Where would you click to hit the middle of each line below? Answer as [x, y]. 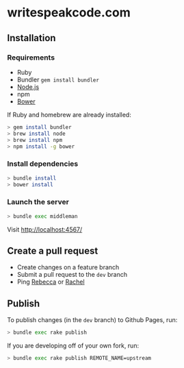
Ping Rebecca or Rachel [51, 282]
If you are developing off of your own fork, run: [73, 346]
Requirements [31, 58]
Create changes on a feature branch [68, 267]
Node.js [28, 86]
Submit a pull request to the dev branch [72, 275]
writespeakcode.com [69, 13]
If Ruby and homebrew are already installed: [69, 114]
